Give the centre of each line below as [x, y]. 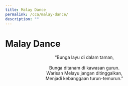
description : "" [22, 19]
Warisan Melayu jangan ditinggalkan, [84, 73]
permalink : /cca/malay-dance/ [37, 14]
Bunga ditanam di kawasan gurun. [84, 68]
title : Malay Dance [26, 10]
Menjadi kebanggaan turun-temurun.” [84, 79]
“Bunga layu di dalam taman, [84, 57]
